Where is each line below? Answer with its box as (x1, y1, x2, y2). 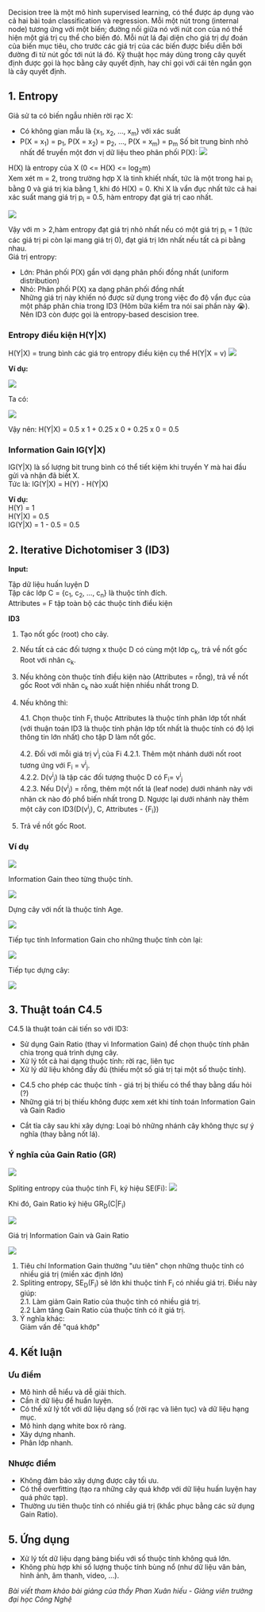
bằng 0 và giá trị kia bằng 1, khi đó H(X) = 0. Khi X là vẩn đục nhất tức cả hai (8, 184, 257, 193)
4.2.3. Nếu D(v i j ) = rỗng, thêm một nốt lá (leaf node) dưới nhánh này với (19, 783, 253, 795)
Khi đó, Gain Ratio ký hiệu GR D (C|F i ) (8, 1198, 126, 1210)
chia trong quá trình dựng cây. (19, 1048, 119, 1058)
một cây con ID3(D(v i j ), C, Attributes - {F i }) (19, 802, 159, 815)
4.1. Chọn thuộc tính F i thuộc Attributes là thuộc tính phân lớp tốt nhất (19, 713, 247, 724)
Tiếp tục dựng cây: (8, 965, 70, 974)
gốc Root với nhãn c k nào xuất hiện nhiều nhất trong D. (19, 681, 199, 692)
